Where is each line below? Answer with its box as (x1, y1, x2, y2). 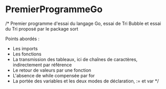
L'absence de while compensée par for (12, 72, 95, 78)
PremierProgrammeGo (5, 4, 103, 15)
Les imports (12, 45, 38, 51)
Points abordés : (5, 36, 40, 42)
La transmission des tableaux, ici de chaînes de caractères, (12, 56, 138, 62)
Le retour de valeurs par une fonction (12, 67, 91, 73)
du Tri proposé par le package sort (5, 25, 79, 32)
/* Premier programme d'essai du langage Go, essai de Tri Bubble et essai (5, 20, 161, 26)
